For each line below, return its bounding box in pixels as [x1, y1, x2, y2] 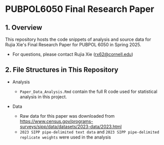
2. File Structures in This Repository [5, 66, 118, 74]
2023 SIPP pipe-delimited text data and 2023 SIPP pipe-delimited [19, 129, 160, 135]
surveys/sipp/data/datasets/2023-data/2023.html [19, 123, 122, 130]
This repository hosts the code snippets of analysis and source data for [5, 36, 152, 42]
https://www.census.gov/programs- [19, 118, 93, 124]
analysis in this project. [19, 93, 67, 100]
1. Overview [5, 23, 42, 32]
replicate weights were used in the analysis [19, 134, 111, 140]
